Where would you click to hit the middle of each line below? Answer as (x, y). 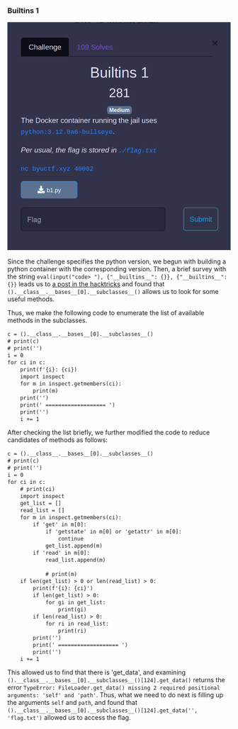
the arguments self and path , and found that (73, 703)
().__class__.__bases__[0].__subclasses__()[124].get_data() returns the (116, 680)
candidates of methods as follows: (57, 440)
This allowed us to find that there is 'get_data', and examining (97, 672)
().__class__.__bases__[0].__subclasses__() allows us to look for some (113, 292)
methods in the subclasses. (47, 320)
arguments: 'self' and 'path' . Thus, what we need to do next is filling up (115, 695)
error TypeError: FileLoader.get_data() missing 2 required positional (114, 688)
